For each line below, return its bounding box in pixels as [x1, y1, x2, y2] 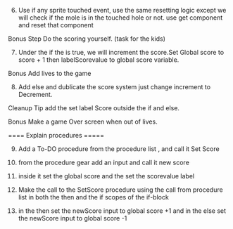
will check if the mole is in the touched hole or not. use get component [18, 13, 223, 22]
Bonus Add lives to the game [8, 70, 92, 77]
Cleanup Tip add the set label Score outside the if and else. [8, 104, 180, 112]
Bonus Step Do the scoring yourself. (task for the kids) [8, 34, 166, 43]
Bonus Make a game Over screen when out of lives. [8, 117, 158, 126]
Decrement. [18, 91, 53, 98]
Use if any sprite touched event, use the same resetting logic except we [18, 6, 227, 14]
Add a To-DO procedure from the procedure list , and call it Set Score [18, 145, 220, 153]
